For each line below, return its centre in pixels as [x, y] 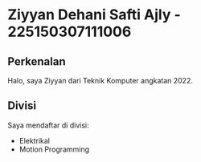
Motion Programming [54, 149]
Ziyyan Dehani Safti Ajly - [94, 15]
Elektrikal [34, 140]
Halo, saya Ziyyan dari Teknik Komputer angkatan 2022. [100, 81]
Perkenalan [37, 61]
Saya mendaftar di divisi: [48, 125]
